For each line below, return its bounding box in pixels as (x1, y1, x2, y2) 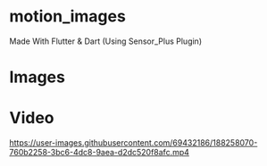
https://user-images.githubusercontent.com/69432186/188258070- (9, 137, 258, 148)
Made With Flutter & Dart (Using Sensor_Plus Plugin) (9, 36, 203, 46)
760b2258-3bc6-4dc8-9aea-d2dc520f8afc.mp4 (9, 147, 190, 158)
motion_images (9, 6, 127, 27)
